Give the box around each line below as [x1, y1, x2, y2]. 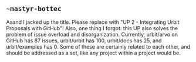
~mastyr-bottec [6, 5, 62, 13]
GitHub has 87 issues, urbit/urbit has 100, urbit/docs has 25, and [6, 37, 162, 44]
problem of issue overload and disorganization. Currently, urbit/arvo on [6, 31, 178, 38]
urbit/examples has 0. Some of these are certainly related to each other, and [6, 43, 191, 50]
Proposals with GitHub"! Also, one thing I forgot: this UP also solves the [6, 24, 178, 31]
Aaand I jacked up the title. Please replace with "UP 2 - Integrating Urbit [6, 19, 180, 25]
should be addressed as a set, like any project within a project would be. [6, 49, 181, 56]
